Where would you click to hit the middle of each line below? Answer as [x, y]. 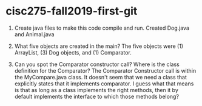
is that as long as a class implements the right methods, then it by [96, 90]
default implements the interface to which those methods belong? [97, 96]
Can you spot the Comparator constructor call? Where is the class [97, 64]
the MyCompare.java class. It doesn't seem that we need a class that [101, 77]
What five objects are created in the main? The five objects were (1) [99, 46]
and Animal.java [35, 34]
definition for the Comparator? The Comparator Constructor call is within [105, 70]
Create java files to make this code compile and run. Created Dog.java [102, 28]
